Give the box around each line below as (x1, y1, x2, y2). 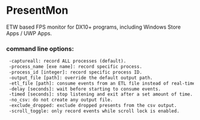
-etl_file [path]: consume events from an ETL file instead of (8, 80, 169, 87)
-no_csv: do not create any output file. (8, 97, 113, 103)
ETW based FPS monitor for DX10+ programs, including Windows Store (6, 23, 181, 30)
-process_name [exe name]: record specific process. (8, 64, 143, 70)
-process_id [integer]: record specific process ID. (8, 69, 143, 75)
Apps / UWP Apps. (6, 29, 52, 36)
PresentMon (6, 4, 68, 17)
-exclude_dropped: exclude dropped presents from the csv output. (8, 103, 177, 109)
